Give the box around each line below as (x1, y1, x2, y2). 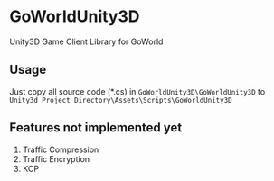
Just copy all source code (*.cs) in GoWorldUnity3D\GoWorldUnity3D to (9, 86, 266, 96)
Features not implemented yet (9, 120, 183, 136)
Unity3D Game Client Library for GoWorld (9, 36, 164, 47)
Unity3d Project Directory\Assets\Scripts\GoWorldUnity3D (9, 95, 232, 104)
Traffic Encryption (22, 153, 90, 164)
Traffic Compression (22, 144, 99, 155)
